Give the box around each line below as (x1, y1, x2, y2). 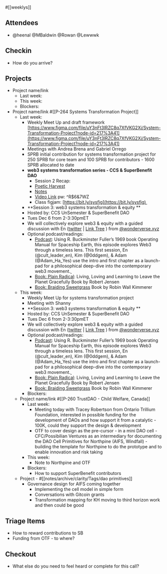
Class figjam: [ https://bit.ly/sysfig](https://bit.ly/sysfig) (34, 199, 146, 205)
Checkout (5, 550, 36, 558)
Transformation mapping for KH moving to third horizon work (34, 497, 161, 503)
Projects (5, 75, 32, 83)
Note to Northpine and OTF (34, 460, 91, 466)
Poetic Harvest (34, 183, 65, 189)
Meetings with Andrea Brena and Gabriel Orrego (27, 146, 127, 152)
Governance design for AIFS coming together (27, 481, 121, 487)
